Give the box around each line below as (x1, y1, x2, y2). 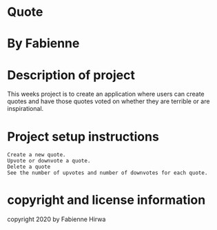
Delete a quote (7, 163, 51, 171)
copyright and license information (7, 192, 206, 208)
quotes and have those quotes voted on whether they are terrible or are (7, 97, 210, 105)
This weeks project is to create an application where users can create (7, 90, 205, 98)
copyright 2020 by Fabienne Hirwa (7, 215, 106, 224)
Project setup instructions (7, 129, 160, 145)
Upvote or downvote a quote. (7, 158, 91, 165)
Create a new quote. (7, 151, 67, 158)
